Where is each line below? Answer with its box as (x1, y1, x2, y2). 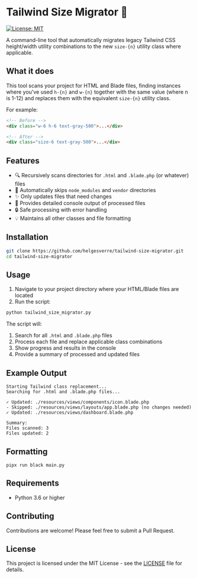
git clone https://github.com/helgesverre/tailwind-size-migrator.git (6, 248, 184, 254)
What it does (6, 66, 54, 76)
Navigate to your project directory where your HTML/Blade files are (14, 286, 179, 293)
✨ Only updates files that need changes (14, 193, 112, 200)
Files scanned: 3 (6, 425, 49, 432)
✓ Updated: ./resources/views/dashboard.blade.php (6, 410, 134, 416)
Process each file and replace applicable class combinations (14, 338, 163, 346)
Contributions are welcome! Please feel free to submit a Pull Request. (6, 527, 175, 534)
